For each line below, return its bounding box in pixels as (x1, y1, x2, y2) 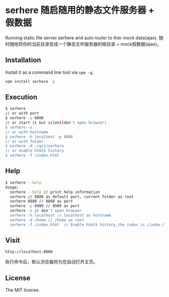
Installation (5, 56, 41, 64)
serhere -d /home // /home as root (10, 217, 84, 223)
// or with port (5, 111, 39, 116)
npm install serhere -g (5, 79, 55, 84)
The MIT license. (5, 287, 40, 293)
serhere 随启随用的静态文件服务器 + (5, 5, 154, 16)
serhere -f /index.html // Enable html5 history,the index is (10, 222, 145, 227)
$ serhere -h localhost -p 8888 (5, 134, 73, 139)
